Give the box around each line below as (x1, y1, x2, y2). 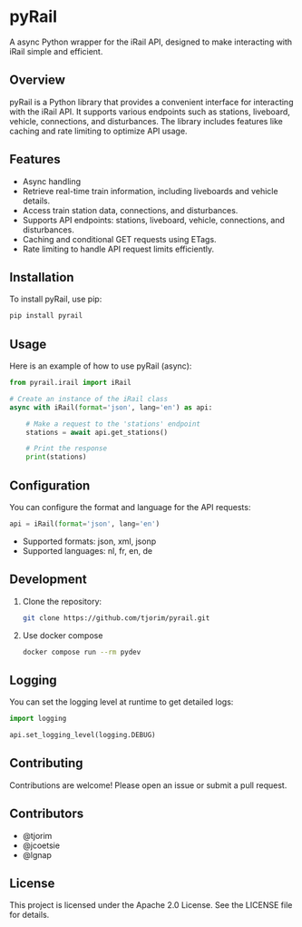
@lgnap (22, 849, 52, 860)
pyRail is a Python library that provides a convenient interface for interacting (9, 96, 294, 107)
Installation (9, 270, 74, 285)
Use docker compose (22, 629, 103, 641)
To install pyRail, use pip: (9, 293, 102, 305)
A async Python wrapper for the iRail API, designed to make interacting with (9, 36, 293, 47)
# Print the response (25, 444, 107, 453)
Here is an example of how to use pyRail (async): (9, 360, 192, 371)
